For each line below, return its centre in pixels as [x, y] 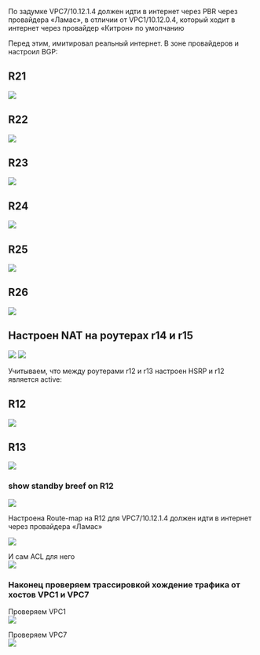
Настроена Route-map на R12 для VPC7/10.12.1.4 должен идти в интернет [130, 518]
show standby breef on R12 [61, 486]
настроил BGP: [33, 52]
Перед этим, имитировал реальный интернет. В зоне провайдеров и [124, 43]
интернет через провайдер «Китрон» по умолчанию [96, 28]
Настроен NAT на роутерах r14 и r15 [101, 336]
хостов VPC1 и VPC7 [49, 594]
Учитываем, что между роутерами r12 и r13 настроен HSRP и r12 [117, 371]
